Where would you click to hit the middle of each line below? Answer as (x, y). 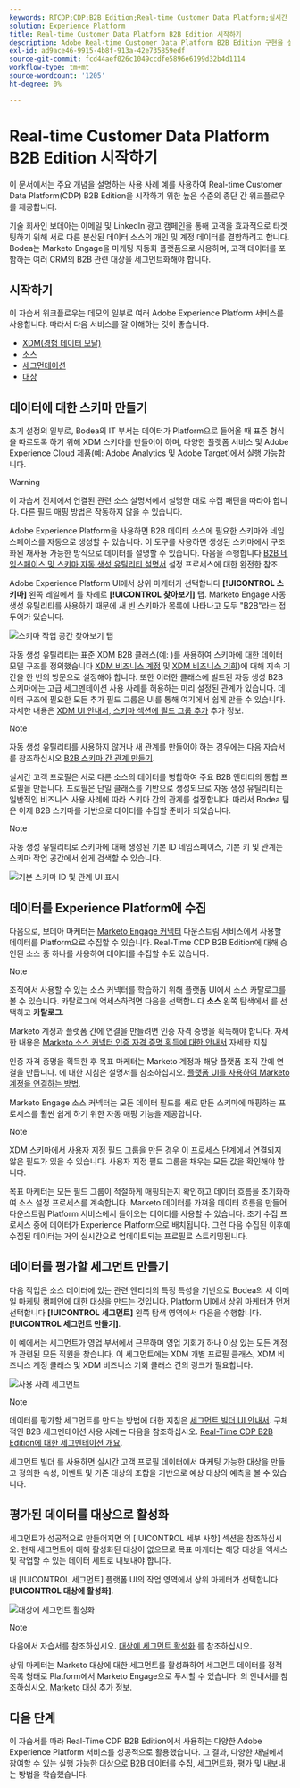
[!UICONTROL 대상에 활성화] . (62, 1591)
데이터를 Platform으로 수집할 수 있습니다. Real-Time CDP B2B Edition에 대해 (144, 942)
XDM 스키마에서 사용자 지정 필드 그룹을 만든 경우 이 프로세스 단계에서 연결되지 (146, 1150)
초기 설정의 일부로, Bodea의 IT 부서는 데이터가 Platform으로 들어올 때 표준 (138, 431)
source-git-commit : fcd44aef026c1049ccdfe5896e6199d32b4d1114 (127, 59)
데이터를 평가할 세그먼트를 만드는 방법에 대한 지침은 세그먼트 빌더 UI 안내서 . (141, 1420)
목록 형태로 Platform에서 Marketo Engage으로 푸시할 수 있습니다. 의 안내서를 (144, 1675)
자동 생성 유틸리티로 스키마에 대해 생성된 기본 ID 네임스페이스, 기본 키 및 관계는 (146, 847)
